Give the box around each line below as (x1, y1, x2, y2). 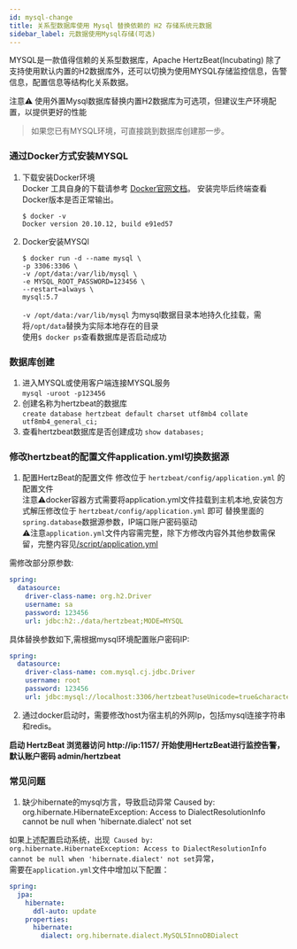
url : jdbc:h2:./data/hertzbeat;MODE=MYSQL (25, 617, 184, 626)
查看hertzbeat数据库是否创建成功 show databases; (21, 426, 205, 437)
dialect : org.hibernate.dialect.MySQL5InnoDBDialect (41, 931, 240, 940)
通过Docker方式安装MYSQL (9, 150, 129, 162)
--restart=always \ (21, 284, 95, 293)
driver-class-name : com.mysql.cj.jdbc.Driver (25, 668, 196, 677)
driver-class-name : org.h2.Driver (25, 592, 152, 601)
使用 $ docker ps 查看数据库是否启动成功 (21, 331, 167, 342)
